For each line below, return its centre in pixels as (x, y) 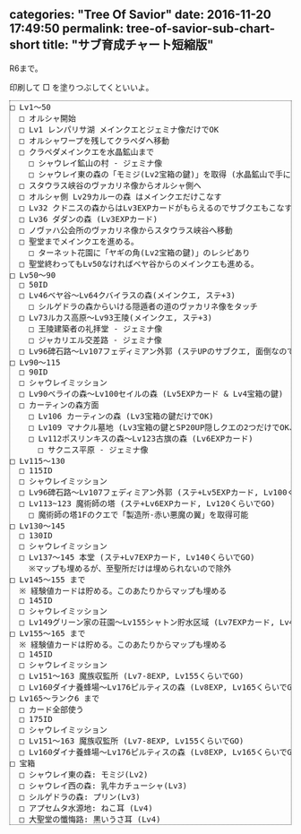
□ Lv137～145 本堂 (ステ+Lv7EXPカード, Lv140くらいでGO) (137, 557)
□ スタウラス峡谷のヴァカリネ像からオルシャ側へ (110, 185)
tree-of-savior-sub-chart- (201, 29)
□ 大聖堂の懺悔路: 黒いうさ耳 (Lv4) (90, 819)
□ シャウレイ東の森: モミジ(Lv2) (84, 774)
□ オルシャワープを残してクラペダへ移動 (95, 141)
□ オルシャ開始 (47, 118)
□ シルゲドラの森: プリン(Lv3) (80, 797)
